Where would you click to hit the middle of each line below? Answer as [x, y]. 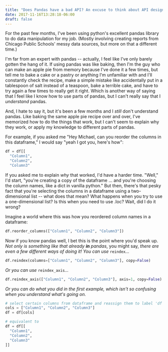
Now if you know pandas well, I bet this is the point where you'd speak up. [82, 240]
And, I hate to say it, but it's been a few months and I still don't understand [82, 111]
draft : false [19, 19]
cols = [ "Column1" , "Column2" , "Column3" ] [50, 308]
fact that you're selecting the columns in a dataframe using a [68, 191]
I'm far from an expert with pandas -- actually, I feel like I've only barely [79, 59]
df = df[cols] [20, 313]
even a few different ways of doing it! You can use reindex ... [67, 251]
